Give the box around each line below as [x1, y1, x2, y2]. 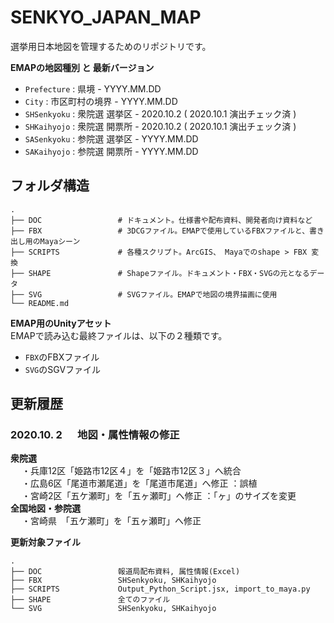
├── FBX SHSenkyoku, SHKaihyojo [10, 576, 217, 586]
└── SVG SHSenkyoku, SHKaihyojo [10, 604, 217, 614]
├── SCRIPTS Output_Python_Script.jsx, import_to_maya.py [10, 584, 311, 595]
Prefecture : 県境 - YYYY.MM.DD [24, 82, 162, 95]
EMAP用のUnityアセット [10, 317, 112, 329]
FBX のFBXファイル [24, 351, 100, 363]
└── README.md [10, 298, 70, 308]
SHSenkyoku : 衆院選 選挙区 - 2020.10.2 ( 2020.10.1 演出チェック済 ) [24, 107, 297, 120]
